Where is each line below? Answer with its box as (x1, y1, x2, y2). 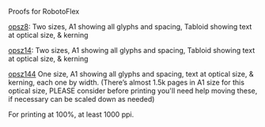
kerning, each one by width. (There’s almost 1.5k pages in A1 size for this (8, 78, 245, 87)
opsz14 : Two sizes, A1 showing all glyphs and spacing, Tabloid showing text (8, 46, 256, 54)
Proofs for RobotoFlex (8, 7, 80, 16)
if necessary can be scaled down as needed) (8, 95, 155, 103)
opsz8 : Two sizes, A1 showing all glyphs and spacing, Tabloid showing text (8, 22, 252, 31)
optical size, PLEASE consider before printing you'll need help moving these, (8, 86, 258, 95)
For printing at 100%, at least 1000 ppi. (8, 110, 134, 119)
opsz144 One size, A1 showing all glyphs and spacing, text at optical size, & (8, 69, 254, 78)
